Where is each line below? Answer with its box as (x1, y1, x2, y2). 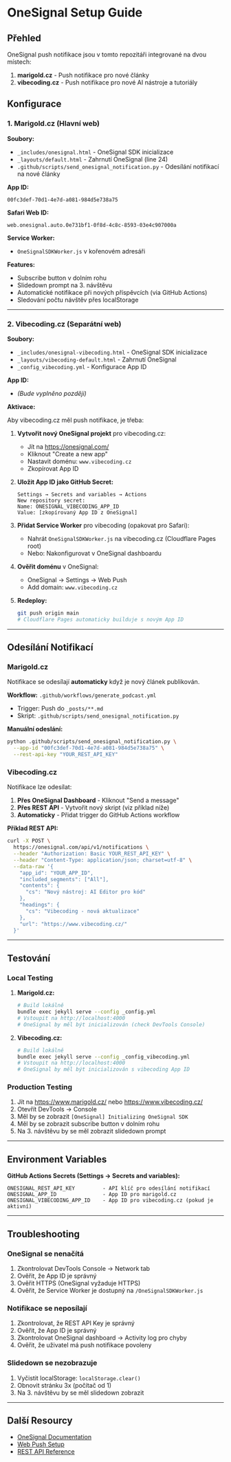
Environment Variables (7, 1153, 107, 1165)
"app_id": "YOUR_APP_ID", (19, 870, 94, 876)
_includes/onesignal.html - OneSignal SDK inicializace (16, 148, 174, 156)
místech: (7, 58, 32, 66)
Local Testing (7, 973, 54, 982)
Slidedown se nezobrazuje (7, 1358, 98, 1368)
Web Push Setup (16, 1440, 65, 1448)
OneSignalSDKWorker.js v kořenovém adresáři (16, 247, 146, 255)
